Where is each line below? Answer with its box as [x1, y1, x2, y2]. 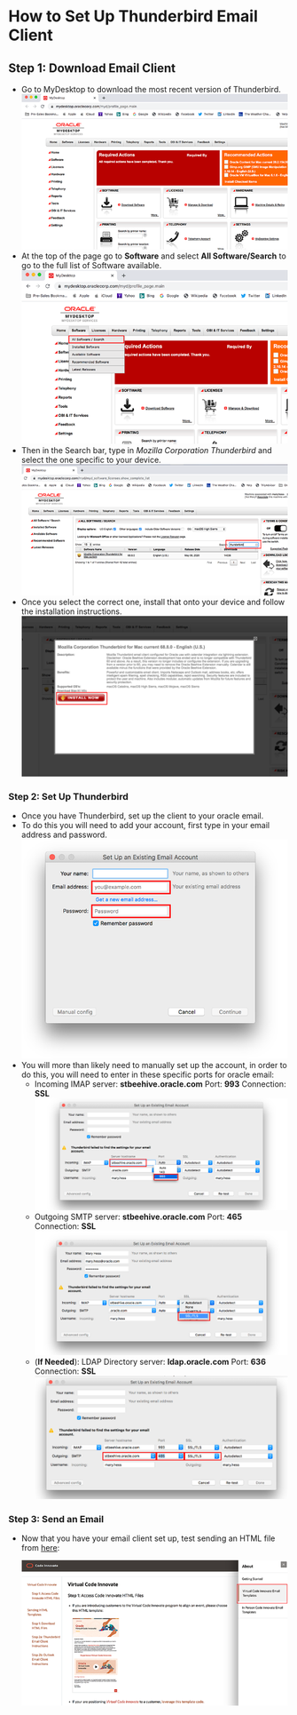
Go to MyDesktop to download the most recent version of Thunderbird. [20, 84, 281, 94]
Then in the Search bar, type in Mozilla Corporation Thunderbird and [20, 444, 272, 455]
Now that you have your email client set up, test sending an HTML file [20, 1533, 276, 1543]
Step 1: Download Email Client [8, 60, 176, 76]
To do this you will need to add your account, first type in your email [20, 820, 270, 831]
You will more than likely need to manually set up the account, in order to [20, 1059, 287, 1070]
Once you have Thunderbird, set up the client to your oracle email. [20, 810, 264, 821]
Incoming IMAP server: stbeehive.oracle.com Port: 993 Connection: [34, 1078, 286, 1089]
